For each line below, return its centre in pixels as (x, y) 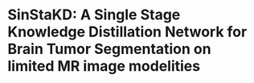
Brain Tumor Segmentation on (109, 49)
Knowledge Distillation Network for (127, 32)
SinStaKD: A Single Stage (94, 15)
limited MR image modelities (104, 66)
